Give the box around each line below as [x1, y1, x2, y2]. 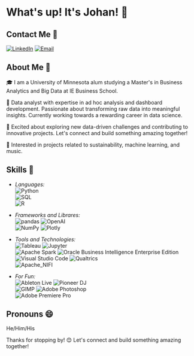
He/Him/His [6, 325, 35, 332]
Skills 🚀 [6, 165, 34, 175]
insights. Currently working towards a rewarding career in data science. [6, 111, 183, 118]
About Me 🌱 [6, 62, 51, 72]
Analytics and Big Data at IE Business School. [6, 87, 119, 95]
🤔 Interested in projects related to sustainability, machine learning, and [6, 141, 180, 148]
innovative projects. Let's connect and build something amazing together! [6, 129, 188, 136]
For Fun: [14, 272, 36, 280]
